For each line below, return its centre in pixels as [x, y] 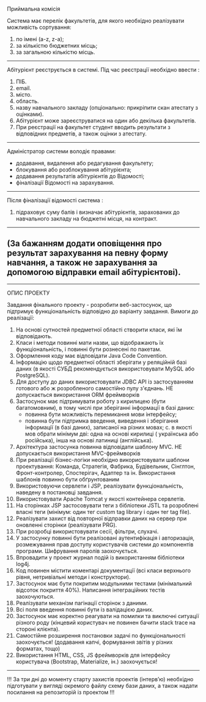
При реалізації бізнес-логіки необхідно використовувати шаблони [103, 459]
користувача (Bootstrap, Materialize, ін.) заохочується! [86, 662]
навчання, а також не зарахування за [82, 263]
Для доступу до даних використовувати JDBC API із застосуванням [105, 382]
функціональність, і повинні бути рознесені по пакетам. [88, 349]
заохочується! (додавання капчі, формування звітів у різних [94, 642]
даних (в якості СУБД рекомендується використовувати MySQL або [105, 368]
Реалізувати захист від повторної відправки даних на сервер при [101, 518]
